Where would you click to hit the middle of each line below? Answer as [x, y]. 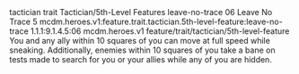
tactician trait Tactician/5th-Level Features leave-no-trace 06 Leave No [141, 12]
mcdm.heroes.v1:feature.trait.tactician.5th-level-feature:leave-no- [161, 21]
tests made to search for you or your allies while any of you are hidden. [141, 59]
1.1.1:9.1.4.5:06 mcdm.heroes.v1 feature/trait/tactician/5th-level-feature [160, 31]
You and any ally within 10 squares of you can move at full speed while [140, 41]
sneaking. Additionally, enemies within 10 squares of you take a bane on [142, 50]
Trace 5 [23, 21]
